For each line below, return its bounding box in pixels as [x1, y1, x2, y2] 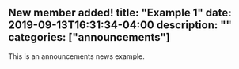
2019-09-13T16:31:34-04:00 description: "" [8, 19, 232, 32]
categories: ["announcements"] [8, 31, 170, 44]
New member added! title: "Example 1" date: [8, 6, 232, 20]
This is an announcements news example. [8, 51, 145, 61]
